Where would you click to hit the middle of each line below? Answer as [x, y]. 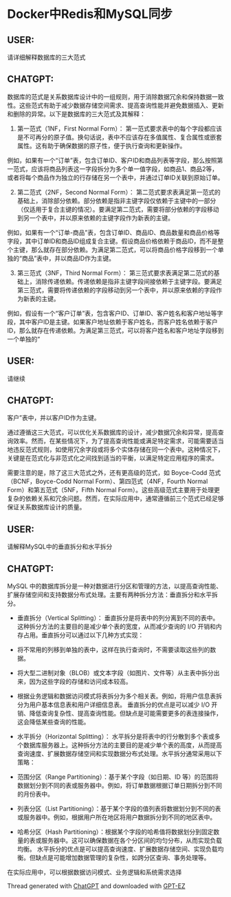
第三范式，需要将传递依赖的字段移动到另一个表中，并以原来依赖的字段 [117, 290]
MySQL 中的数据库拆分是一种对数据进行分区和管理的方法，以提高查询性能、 [115, 586]
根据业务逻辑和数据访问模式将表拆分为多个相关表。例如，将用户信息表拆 [119, 696]
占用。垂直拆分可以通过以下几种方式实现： [84, 635]
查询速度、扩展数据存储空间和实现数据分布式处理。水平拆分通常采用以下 [119, 754]
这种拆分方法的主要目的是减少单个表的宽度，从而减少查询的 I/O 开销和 [117, 627]
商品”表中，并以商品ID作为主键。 [68, 258]
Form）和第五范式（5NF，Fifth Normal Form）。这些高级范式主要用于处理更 [113, 490]
